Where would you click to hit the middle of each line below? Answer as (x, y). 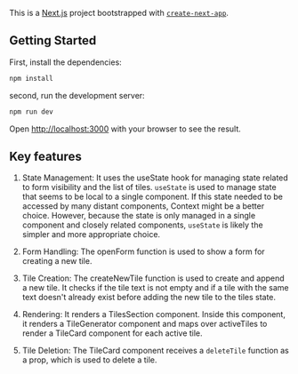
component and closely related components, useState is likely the (143, 225)
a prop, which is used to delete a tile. (89, 360)
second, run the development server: (77, 95)
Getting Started (53, 40)
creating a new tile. (57, 261)
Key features (45, 156)
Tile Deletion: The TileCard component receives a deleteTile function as (155, 351)
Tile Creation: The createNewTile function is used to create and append (153, 278)
